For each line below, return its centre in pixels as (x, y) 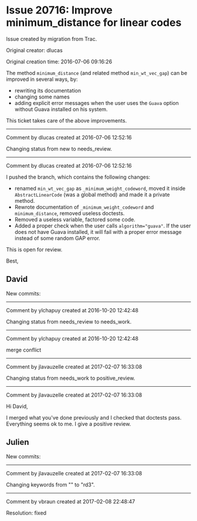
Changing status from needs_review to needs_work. (69, 321)
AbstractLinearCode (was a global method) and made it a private (92, 195)
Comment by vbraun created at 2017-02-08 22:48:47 (71, 501)
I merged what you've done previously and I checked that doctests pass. (94, 417)
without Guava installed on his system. (61, 109)
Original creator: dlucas (34, 50)
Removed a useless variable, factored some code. (75, 219)
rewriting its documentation (48, 90)
